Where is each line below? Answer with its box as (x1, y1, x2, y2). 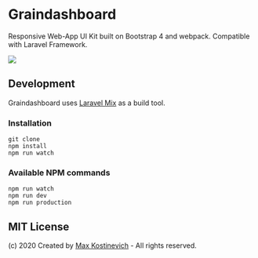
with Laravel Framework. (8, 39, 88, 49)
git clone (8, 136, 41, 144)
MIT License (8, 220, 70, 233)
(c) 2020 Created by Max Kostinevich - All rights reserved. (8, 241, 198, 250)
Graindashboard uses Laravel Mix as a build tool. (8, 98, 166, 107)
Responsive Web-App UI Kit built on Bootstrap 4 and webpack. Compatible (8, 31, 250, 41)
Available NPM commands (8, 167, 111, 178)
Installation (8, 118, 53, 129)
